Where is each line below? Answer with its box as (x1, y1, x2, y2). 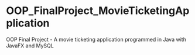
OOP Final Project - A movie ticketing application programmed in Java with (6, 36, 186, 43)
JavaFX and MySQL (6, 42, 54, 49)
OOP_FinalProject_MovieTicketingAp (6, 4, 190, 18)
